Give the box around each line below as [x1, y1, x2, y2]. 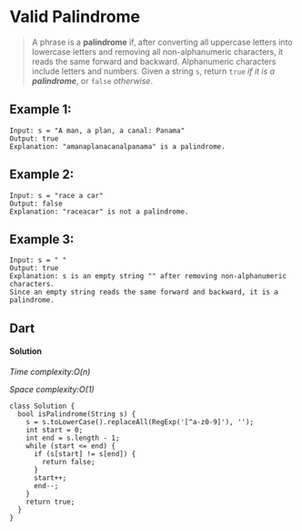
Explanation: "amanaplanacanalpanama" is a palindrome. [9, 141, 226, 151]
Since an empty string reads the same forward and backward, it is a [9, 287, 279, 297]
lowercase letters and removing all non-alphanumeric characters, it [31, 46, 284, 57]
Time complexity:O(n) [9, 366, 91, 377]
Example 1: [9, 102, 72, 118]
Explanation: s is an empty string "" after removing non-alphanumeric [9, 272, 287, 281]
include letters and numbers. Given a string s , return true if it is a [31, 66, 276, 77]
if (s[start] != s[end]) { [33, 449, 136, 458]
